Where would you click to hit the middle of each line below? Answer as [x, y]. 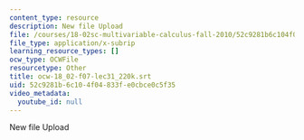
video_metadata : [40, 93]
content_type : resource [54, 18]
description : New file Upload [66, 26]
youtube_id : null [50, 102]
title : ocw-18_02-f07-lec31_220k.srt [81, 77]
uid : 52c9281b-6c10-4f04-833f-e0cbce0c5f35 [93, 85]
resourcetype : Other [48, 69]
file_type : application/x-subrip [72, 43]
